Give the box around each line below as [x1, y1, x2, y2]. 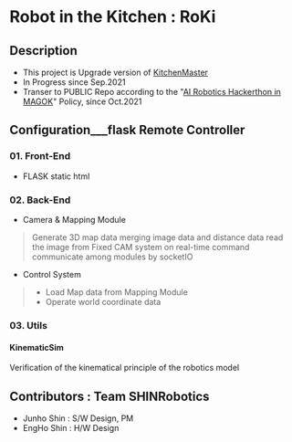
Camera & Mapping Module [22, 214, 126, 225]
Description [9, 43, 78, 58]
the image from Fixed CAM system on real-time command [31, 241, 250, 252]
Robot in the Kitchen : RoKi [9, 6, 216, 27]
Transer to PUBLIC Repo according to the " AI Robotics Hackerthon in [22, 87, 281, 97]
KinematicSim [9, 342, 64, 353]
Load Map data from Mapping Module [45, 286, 189, 298]
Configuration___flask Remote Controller [9, 122, 245, 138]
